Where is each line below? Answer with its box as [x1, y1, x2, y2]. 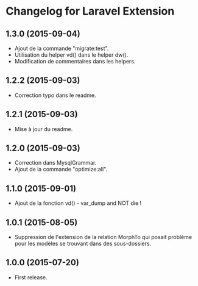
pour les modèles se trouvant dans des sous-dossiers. [14, 240, 152, 248]
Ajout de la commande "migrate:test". [14, 45, 109, 52]
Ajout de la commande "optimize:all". [14, 166, 108, 173]
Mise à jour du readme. [14, 125, 73, 132]
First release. [14, 273, 48, 281]
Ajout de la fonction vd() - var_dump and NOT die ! [14, 199, 142, 207]
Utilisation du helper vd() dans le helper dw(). [14, 51, 129, 59]
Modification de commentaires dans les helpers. [14, 58, 136, 65]
